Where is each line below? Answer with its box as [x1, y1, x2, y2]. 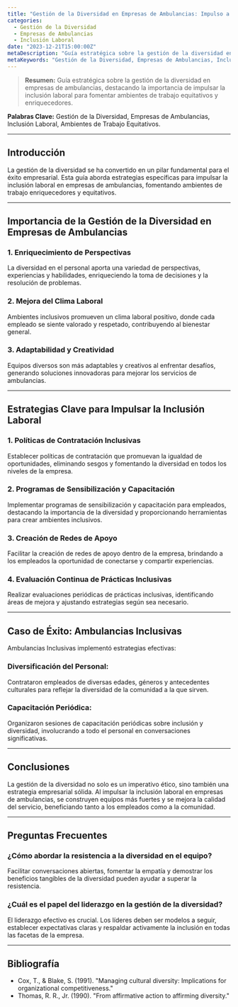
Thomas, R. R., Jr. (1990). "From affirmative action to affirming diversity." [17, 991, 230, 1000]
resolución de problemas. [7, 279, 81, 287]
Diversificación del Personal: [7, 662, 109, 672]
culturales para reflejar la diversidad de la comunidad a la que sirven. [7, 685, 209, 694]
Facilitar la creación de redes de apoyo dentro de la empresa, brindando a [7, 549, 223, 558]
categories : [7, 17, 42, 24]
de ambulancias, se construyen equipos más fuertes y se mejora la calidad [7, 795, 226, 803]
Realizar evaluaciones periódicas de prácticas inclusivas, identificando [7, 590, 214, 599]
